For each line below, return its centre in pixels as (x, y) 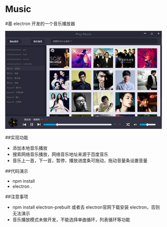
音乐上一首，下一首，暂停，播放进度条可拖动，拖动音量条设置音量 (80, 160)
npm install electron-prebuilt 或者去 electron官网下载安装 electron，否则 (86, 207)
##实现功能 (17, 137)
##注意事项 (17, 196)
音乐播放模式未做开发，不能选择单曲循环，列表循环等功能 (71, 220)
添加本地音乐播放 (30, 148)
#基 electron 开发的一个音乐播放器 (40, 23)
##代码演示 (17, 171)
